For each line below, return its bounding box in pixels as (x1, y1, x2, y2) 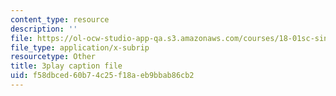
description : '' (10, 24, 78, 34)
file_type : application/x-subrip (10, 42, 150, 53)
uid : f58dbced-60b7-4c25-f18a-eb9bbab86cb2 (10, 71, 195, 81)
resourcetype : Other (10, 52, 97, 62)
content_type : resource (10, 14, 110, 25)
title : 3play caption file (10, 61, 123, 71)
